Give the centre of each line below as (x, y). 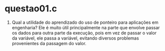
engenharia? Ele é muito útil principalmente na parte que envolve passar (86, 27)
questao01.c (31, 9)
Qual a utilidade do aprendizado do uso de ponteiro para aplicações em (85, 22)
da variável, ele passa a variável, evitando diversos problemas (75, 38)
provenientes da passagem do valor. (49, 43)
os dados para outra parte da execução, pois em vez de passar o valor (84, 33)
